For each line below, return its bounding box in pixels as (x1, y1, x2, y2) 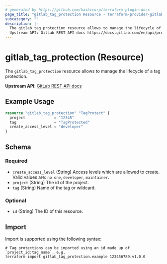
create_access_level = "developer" (9, 125, 83, 130)
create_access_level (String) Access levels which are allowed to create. (12, 169, 160, 175)
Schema (5, 142, 31, 151)
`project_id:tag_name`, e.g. (5, 250, 66, 255)
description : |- (5, 21, 39, 26)
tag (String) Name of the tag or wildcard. (12, 185, 96, 191)
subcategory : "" (5, 16, 39, 21)
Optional (5, 197, 26, 204)
